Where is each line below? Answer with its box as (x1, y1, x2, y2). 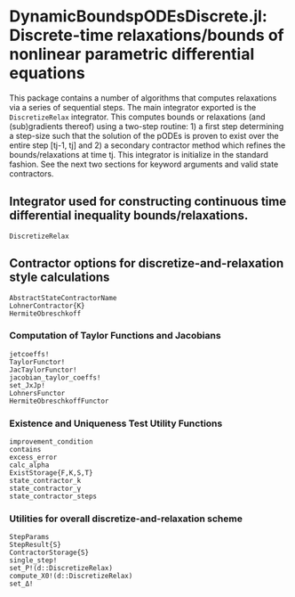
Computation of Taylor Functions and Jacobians (9, 330, 221, 342)
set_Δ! (9, 579, 34, 589)
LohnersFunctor (9, 388, 66, 397)
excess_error (9, 453, 58, 462)
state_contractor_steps (9, 492, 98, 501)
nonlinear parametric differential (9, 45, 255, 64)
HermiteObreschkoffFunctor (9, 397, 109, 405)
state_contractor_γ (9, 484, 82, 494)
